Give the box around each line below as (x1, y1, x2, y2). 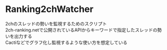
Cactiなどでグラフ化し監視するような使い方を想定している (5, 39, 128, 45)
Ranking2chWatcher (5, 3, 94, 15)
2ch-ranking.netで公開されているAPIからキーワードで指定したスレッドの (5, 26, 158, 33)
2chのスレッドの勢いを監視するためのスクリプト (5, 20, 107, 26)
